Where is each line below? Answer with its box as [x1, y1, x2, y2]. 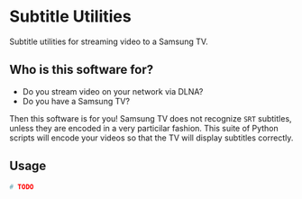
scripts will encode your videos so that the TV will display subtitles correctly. [9, 132, 294, 143]
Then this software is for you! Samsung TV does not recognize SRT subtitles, [9, 113, 292, 123]
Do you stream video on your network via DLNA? [22, 86, 204, 96]
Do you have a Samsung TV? [22, 95, 131, 106]
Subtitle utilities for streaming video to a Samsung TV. [9, 36, 209, 47]
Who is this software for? [9, 62, 154, 77]
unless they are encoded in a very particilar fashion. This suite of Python [9, 122, 279, 133]
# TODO [9, 182, 34, 191]
